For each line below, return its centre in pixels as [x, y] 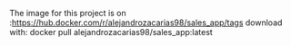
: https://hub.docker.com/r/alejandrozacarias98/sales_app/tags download [146, 23]
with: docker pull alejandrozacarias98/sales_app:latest [111, 32]
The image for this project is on [68, 13]
